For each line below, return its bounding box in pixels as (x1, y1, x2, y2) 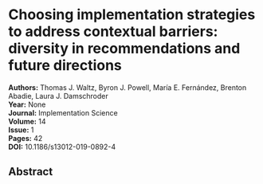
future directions (8, 57, 122, 75)
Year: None (8, 100, 46, 109)
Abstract (8, 165, 53, 178)
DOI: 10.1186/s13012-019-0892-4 (8, 142, 116, 151)
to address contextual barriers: (8, 22, 218, 41)
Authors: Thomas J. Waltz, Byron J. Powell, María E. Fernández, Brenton (8, 82, 247, 92)
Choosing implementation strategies (8, 6, 256, 24)
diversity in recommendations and (8, 40, 241, 57)
